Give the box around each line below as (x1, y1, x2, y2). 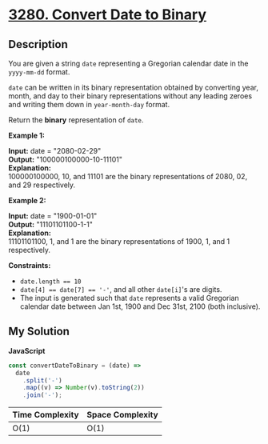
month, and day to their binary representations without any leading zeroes (8, 91, 253, 101)
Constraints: (8, 261, 51, 270)
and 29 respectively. (8, 180, 76, 190)
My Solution (8, 325, 70, 338)
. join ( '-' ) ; (22, 391, 62, 399)
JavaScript (8, 346, 46, 355)
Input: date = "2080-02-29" (8, 146, 102, 155)
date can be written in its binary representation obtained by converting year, (8, 82, 258, 92)
